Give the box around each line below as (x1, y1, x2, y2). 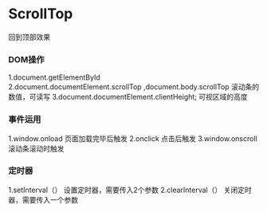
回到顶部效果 (8, 32, 50, 41)
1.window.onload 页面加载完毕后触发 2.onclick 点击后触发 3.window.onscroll (8, 133, 257, 143)
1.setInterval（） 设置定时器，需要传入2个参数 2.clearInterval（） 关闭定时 (8, 185, 253, 194)
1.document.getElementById (8, 73, 101, 82)
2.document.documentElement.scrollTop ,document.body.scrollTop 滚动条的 (8, 82, 260, 92)
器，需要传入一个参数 (8, 194, 78, 204)
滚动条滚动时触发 (8, 143, 65, 153)
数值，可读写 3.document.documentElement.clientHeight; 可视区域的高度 (8, 92, 249, 102)
